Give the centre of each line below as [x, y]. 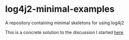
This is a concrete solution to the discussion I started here [64, 32]
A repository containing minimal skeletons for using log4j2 [64, 23]
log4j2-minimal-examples [60, 9]
